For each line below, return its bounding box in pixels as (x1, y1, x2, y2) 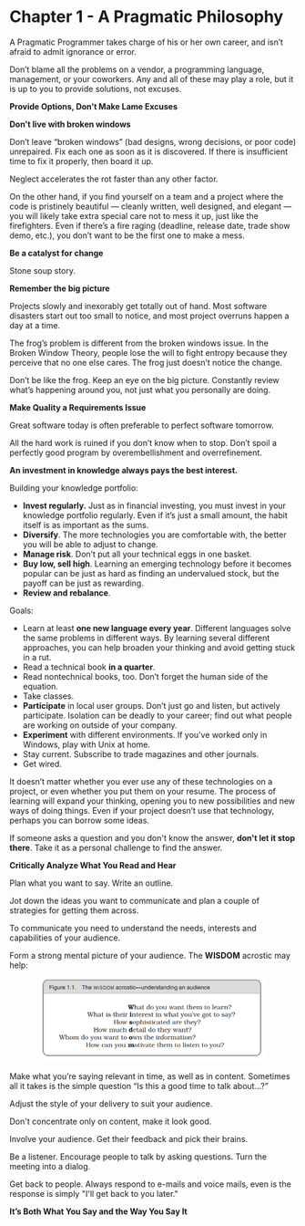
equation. (22, 681, 59, 691)
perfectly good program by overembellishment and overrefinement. (9, 447, 262, 458)
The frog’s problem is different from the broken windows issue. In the (9, 338, 269, 348)
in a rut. (22, 651, 52, 662)
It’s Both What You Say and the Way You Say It (9, 1206, 188, 1217)
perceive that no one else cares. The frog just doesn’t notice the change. (9, 357, 283, 368)
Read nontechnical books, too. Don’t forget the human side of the (22, 670, 269, 681)
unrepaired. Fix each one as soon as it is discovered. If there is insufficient (9, 146, 289, 157)
